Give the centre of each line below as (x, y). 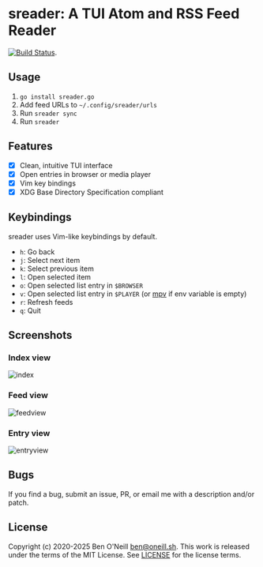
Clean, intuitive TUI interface (66, 165)
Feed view (28, 396)
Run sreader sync (48, 113)
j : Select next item (50, 260)
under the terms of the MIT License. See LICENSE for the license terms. (125, 554)
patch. (19, 502)
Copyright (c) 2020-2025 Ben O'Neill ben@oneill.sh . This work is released (129, 546)
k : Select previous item (57, 268)
